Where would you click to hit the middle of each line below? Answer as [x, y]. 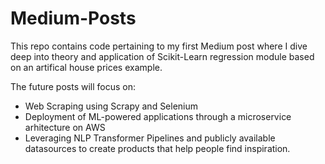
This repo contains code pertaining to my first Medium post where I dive [159, 46]
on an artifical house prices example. [86, 67]
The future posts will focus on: [73, 86]
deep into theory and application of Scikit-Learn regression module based [162, 56]
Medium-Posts [73, 18]
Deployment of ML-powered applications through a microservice [158, 116]
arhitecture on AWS [65, 127]
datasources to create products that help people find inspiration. [157, 148]
